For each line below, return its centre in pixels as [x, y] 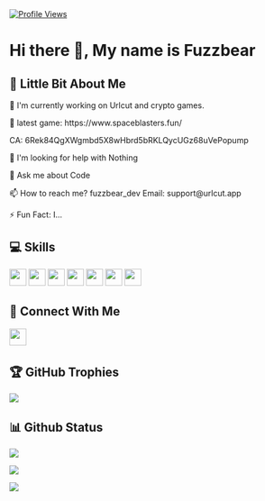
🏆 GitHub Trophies [64, 373]
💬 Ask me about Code [50, 175]
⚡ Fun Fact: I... [36, 214]
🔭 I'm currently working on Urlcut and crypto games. [107, 105]
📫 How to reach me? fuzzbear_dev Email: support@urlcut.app [125, 193]
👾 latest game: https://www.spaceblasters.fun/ [96, 123]
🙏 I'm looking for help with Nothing [73, 158]
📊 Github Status [56, 427]
